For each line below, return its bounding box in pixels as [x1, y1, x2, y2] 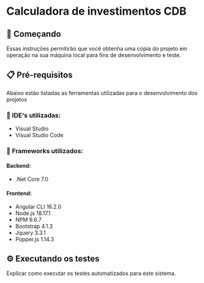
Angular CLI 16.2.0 [15, 203, 62, 211]
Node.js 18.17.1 [15, 209, 51, 217]
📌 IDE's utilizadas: [6, 111, 61, 119]
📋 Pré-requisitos [6, 70, 73, 80]
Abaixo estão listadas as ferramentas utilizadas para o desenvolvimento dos [6, 89, 198, 96]
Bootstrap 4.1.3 [15, 222, 53, 230]
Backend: [6, 162, 31, 169]
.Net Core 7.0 [15, 176, 49, 183]
